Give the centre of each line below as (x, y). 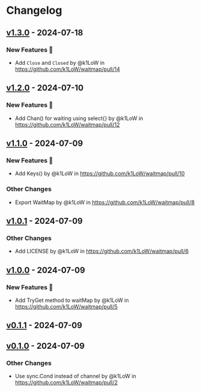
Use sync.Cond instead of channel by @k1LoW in (75, 376)
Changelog (34, 11)
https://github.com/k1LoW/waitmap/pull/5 (66, 306)
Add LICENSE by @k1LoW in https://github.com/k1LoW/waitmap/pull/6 (102, 251)
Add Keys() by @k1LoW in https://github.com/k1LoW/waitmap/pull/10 (100, 173)
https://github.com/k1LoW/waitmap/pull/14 (67, 69)
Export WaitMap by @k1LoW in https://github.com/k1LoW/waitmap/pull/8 (105, 202)
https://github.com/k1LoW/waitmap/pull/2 (66, 382)
